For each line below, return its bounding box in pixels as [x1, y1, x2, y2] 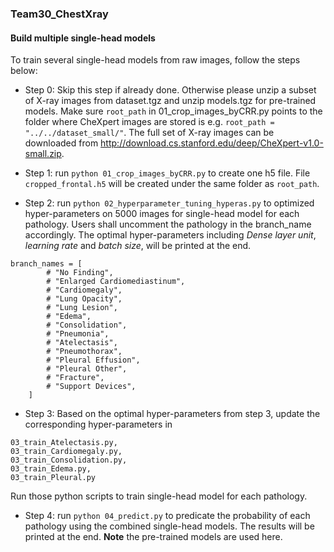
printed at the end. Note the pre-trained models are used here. [24, 531, 283, 543]
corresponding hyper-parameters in [24, 418, 173, 431]
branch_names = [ [10, 259, 83, 269]
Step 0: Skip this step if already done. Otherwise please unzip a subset [24, 84, 317, 96]
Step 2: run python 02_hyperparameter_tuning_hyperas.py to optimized [24, 197, 315, 209]
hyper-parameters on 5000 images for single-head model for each [24, 208, 300, 220]
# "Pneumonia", [46, 329, 110, 339]
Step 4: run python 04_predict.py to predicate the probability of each [24, 510, 311, 522]
